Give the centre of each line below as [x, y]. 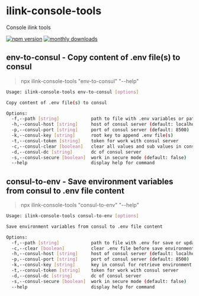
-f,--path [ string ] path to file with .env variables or [98, 119]
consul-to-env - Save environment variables [90, 181]
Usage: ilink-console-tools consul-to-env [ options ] [73, 216]
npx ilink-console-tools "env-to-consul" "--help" [80, 81]
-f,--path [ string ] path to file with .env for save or [97, 243]
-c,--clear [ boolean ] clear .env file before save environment [103, 248]
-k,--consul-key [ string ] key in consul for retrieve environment [102, 265]
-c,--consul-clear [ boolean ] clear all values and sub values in [97, 147]
